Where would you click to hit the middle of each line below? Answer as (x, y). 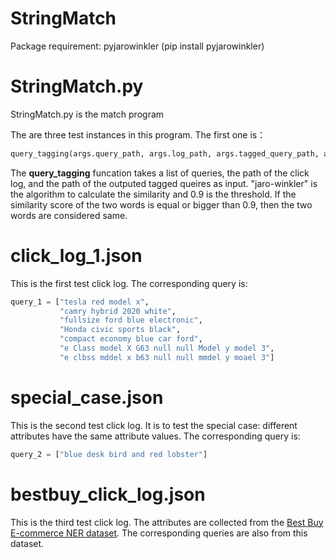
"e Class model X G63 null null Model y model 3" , (167, 348)
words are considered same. (69, 215)
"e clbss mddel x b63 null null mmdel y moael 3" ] (167, 357)
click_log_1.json (76, 255)
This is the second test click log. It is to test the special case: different (154, 425)
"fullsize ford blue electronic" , (131, 320)
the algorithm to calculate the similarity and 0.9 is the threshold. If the (153, 194)
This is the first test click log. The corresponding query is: (129, 283)
